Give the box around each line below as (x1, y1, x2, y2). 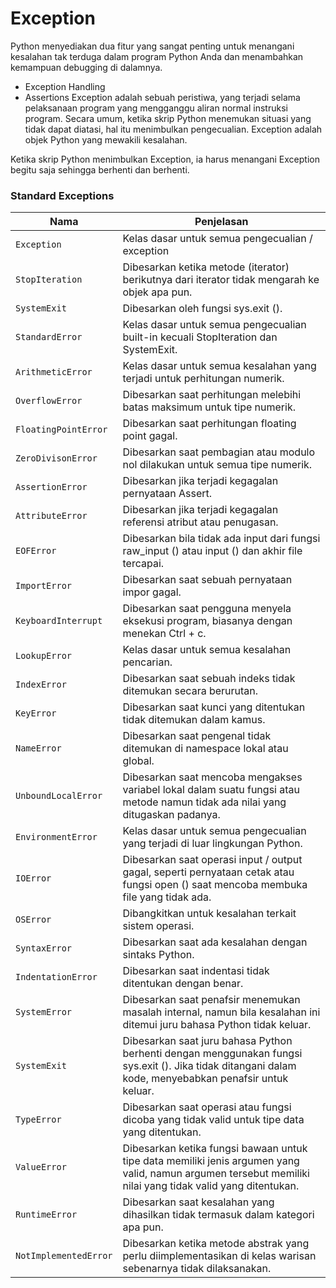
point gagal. (122, 429, 178, 443)
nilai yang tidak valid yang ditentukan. (122, 1179, 300, 1193)
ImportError (15, 580, 73, 592)
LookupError (15, 650, 73, 662)
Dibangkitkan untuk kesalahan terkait (122, 907, 297, 921)
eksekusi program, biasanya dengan (122, 614, 293, 628)
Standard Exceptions (10, 188, 115, 202)
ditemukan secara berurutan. (122, 684, 259, 698)
